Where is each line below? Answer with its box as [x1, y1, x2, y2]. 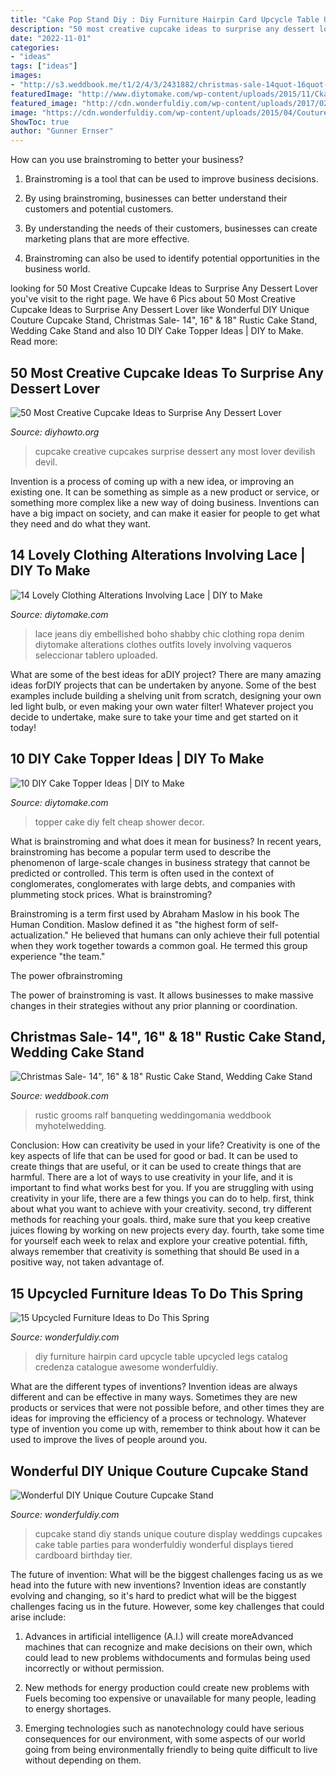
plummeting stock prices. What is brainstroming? [10, 888, 213, 900]
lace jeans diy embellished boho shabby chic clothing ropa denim [34, 627, 305, 640]
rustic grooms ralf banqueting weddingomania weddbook [34, 1109, 272, 1121]
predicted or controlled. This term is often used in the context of [10, 867, 275, 879]
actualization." [10, 929, 69, 941]
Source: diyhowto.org [10, 426, 100, 438]
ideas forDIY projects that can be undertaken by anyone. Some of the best [10, 679, 317, 691]
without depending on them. [24, 1754, 142, 1766]
